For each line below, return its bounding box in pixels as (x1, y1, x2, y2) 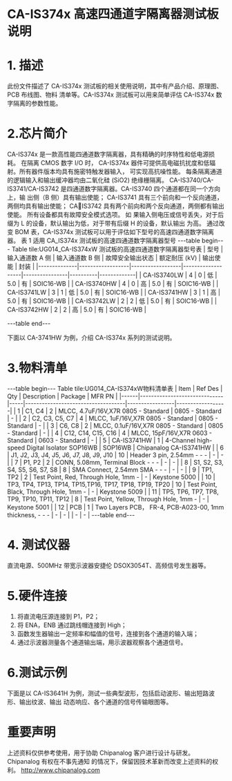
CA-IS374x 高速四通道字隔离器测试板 (7, 6, 219, 22)
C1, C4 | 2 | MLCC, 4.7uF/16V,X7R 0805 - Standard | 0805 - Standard (25, 407, 222, 415)
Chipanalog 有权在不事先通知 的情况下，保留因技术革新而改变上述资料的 (7, 757, 213, 765)
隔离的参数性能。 (12, 99, 62, 108)
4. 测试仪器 (7, 537, 70, 553)
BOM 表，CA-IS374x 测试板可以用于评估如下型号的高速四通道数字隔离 (14, 228, 215, 236)
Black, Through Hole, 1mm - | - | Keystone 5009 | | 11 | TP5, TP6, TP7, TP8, (7, 488, 219, 496)
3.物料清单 (7, 360, 68, 376)
